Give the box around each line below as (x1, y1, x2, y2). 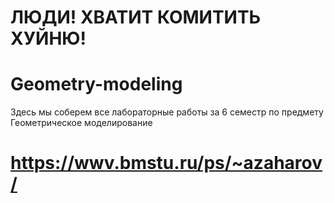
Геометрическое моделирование (10, 117, 153, 129)
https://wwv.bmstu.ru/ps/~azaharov (10, 152, 323, 175)
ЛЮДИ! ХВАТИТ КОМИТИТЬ (10, 6, 262, 29)
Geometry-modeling (10, 73, 183, 96)
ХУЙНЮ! (10, 27, 87, 50)
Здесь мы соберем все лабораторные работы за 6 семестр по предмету (10, 106, 324, 118)
